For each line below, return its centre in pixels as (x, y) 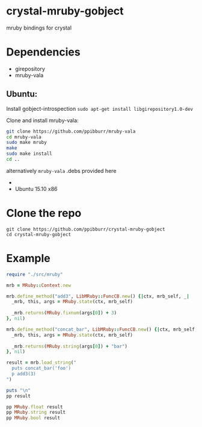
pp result (19, 396)
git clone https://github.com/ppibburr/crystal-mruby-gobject (86, 229)
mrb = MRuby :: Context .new (38, 285)
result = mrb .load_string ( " (41, 363)
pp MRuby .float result (35, 407)
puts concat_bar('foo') (41, 369)
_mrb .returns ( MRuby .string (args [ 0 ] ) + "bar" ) (70, 346)
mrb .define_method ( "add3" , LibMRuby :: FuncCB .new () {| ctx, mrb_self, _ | (98, 296)
